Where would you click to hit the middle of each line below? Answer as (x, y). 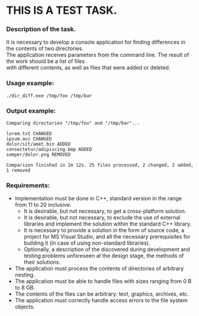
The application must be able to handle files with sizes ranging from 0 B (103, 281)
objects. (25, 307)
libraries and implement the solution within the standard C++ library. (108, 224)
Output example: (31, 110)
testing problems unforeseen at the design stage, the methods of (104, 256)
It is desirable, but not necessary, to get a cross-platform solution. (105, 211)
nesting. (25, 275)
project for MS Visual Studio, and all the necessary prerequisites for (107, 237)
